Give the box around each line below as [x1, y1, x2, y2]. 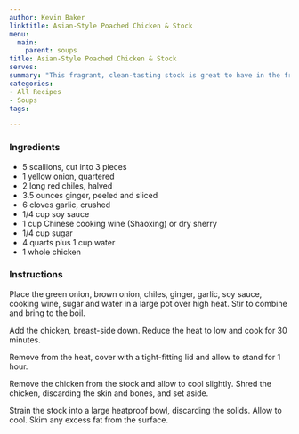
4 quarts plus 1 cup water [21, 237, 116, 247]
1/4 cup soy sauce [21, 208, 90, 219]
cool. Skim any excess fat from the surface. [9, 414, 169, 425]
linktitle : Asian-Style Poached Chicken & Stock [9, 21, 193, 30]
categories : [9, 79, 53, 88]
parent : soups [25, 46, 77, 55]
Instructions [9, 269, 64, 281]
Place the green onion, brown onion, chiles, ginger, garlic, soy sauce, [9, 288, 263, 299]
